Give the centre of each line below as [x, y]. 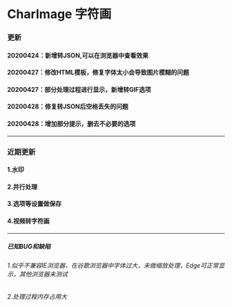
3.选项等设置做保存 [35, 204]
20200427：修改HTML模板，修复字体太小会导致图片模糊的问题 [98, 73]
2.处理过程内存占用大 [37, 297]
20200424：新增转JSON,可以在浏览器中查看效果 [78, 55]
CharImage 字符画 [59, 14]
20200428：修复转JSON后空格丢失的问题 [68, 106]
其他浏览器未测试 [43, 274]
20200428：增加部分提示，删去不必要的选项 [71, 124]
